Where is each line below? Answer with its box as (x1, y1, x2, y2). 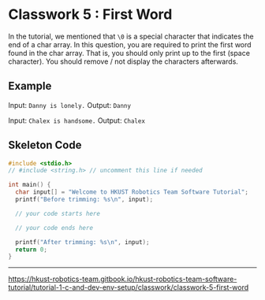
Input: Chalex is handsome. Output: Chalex (8, 116, 146, 125)
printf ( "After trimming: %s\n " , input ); (15, 238, 150, 246)
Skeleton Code (8, 139, 82, 152)
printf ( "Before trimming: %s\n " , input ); (15, 195, 154, 204)
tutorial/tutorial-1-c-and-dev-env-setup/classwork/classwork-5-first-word (8, 283, 249, 292)
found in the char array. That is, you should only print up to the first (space (8, 48, 251, 57)
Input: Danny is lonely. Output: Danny (8, 100, 132, 109)
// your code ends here (15, 224, 93, 231)
